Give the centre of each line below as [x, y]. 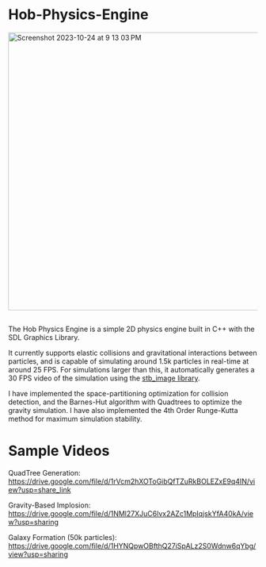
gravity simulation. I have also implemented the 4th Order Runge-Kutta [123, 410]
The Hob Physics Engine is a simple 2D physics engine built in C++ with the [131, 329]
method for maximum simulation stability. [75, 418]
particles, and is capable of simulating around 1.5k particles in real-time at [129, 361]
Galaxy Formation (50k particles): [63, 537]
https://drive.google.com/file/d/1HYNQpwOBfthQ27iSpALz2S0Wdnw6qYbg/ [132, 546]
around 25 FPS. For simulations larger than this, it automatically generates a [131, 369]
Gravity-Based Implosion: [49, 505]
